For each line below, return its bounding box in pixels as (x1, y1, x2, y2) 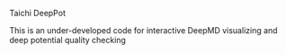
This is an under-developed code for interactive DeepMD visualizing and (9, 25, 278, 35)
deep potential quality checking (9, 35, 126, 45)
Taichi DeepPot (9, 8, 66, 18)
